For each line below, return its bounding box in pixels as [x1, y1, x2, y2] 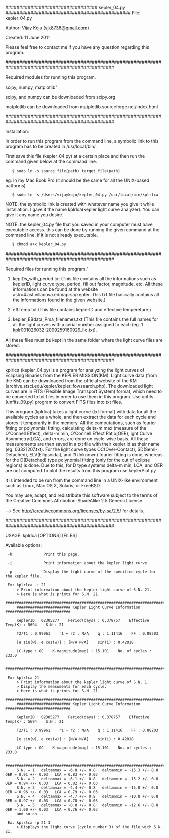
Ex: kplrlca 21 [7, 675, 39, 680]
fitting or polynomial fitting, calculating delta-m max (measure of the [5, 425, 147, 431]
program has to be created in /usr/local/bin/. [5, 143, 97, 149]
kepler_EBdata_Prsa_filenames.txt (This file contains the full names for [12, 316, 158, 322]
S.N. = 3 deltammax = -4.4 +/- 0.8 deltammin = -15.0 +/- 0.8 [16, 785, 158, 790]
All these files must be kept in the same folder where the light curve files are [5, 337, 163, 343]
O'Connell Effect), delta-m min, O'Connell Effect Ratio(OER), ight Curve [5, 430, 152, 436]
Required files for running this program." [5, 266, 89, 272]
